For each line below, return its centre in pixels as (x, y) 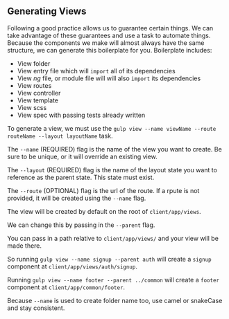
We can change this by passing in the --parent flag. (81, 225)
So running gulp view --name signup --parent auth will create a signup (109, 259)
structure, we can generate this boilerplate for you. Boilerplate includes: (110, 50)
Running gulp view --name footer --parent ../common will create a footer (113, 280)
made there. (25, 246)
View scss (32, 107)
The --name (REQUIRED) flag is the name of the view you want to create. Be (114, 149)
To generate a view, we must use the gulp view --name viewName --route (112, 128)
